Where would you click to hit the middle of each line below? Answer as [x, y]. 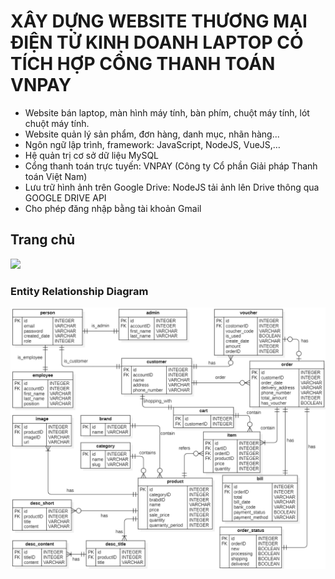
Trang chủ [43, 240]
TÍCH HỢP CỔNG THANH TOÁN [143, 64]
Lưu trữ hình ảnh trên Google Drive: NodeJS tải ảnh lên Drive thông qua [172, 187]
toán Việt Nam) [56, 176]
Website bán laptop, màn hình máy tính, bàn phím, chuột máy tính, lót [167, 112]
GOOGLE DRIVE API [65, 197]
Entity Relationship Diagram [79, 291]
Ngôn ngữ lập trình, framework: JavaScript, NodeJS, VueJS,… [152, 144]
